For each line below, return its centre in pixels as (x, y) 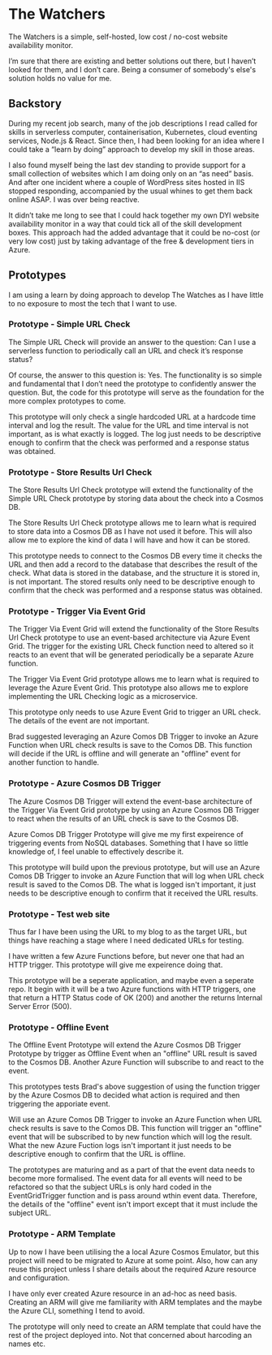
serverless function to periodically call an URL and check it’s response (126, 351)
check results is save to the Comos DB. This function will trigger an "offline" (135, 1128)
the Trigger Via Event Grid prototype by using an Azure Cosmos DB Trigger (134, 809)
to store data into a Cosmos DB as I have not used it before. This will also (131, 532)
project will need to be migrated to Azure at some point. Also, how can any (133, 1260)
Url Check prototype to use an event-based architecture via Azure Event (129, 637)
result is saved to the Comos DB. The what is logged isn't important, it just (132, 884)
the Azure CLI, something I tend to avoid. (77, 1310)
